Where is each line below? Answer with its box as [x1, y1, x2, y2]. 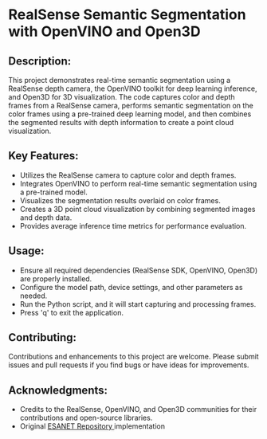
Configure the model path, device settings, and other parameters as [19, 282, 243, 292]
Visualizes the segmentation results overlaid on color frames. [19, 195, 221, 205]
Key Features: [8, 149, 79, 163]
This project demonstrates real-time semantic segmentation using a [8, 76, 231, 84]
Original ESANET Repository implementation [19, 421, 166, 431]
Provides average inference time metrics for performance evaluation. [19, 221, 247, 230]
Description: [8, 54, 72, 68]
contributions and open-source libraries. [19, 413, 153, 423]
